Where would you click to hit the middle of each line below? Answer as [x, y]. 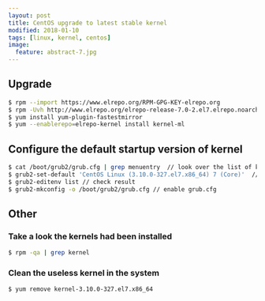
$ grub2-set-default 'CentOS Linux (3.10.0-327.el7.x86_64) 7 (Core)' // [134, 175]
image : [19, 45]
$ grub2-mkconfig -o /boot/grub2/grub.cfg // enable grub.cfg [112, 189]
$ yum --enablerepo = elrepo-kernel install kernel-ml [97, 124]
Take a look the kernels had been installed [90, 236]
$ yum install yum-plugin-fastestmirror [76, 117]
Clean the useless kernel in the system [84, 273]
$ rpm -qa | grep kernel [49, 253]
